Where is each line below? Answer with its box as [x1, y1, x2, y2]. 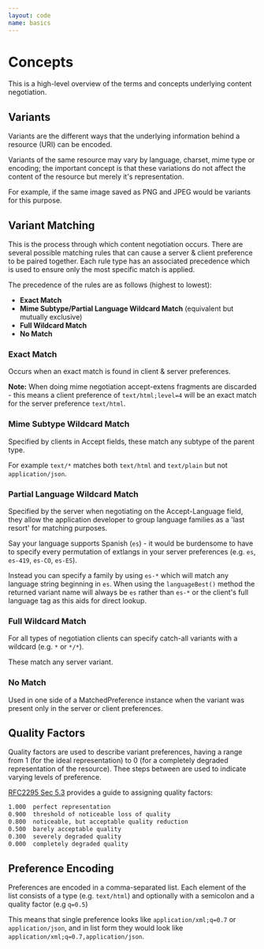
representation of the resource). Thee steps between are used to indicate [8, 764, 247, 773]
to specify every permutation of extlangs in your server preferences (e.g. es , [8, 546, 256, 556]
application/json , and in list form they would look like [8, 923, 184, 933]
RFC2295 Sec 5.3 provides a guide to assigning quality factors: [8, 788, 213, 797]
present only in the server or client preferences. [8, 703, 163, 713]
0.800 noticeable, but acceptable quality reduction [8, 818, 189, 826]
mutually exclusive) [19, 312, 83, 322]
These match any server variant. [8, 657, 113, 667]
